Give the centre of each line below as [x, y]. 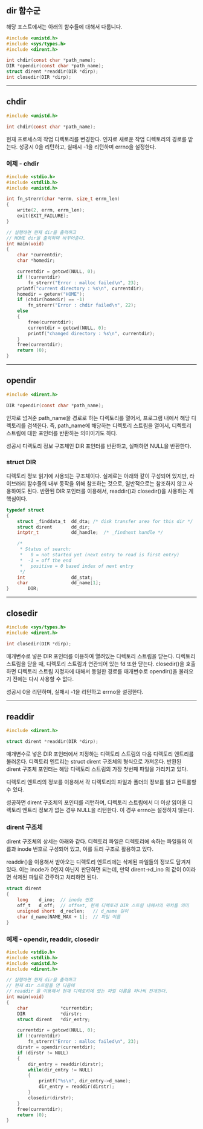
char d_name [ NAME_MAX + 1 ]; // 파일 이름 [69, 917]
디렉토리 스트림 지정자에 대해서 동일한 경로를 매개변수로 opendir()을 [97, 671]
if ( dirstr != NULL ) [43, 1053]
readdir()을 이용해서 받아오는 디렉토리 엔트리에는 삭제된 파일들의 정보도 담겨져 [98, 862]
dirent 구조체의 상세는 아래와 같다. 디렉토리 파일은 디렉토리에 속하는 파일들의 [96, 842]
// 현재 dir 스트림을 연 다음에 [40, 986]
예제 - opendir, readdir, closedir [53, 939]
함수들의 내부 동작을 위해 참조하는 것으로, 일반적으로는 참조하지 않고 [107, 483]
